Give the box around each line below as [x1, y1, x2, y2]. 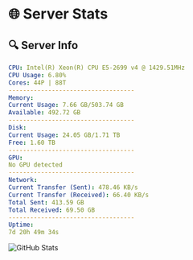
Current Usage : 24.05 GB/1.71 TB [8, 130, 121, 139]
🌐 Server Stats [8, 5, 109, 23]
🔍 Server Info [8, 38, 79, 52]
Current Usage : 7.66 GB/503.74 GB [8, 101, 125, 109]
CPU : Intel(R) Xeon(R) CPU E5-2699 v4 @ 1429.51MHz [8, 64, 185, 72]
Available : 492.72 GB [8, 109, 81, 117]
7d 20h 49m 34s [8, 229, 60, 237]
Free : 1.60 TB [8, 138, 56, 147]
